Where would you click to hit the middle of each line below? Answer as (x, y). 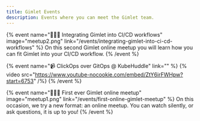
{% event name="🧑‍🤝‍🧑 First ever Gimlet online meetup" (74, 92)
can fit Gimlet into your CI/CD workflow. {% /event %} (73, 54)
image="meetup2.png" (35, 41)
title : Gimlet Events (33, 12)
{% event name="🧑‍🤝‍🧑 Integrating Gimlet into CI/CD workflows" (84, 34)
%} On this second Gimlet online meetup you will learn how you (114, 47)
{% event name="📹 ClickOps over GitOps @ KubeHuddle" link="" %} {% (97, 66)
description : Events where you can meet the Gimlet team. (80, 17)
